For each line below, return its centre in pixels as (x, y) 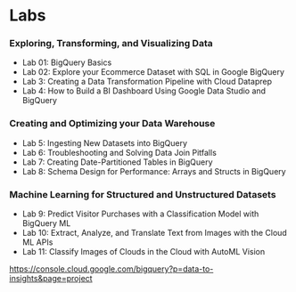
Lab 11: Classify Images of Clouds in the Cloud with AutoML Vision (144, 252)
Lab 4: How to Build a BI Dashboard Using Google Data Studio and (144, 91)
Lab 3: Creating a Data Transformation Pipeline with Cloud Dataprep (147, 82)
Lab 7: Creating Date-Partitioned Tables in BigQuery (117, 162)
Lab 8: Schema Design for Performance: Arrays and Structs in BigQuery (154, 171)
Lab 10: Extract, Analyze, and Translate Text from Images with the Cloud (154, 233)
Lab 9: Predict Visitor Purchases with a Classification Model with (140, 214)
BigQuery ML (46, 223)
